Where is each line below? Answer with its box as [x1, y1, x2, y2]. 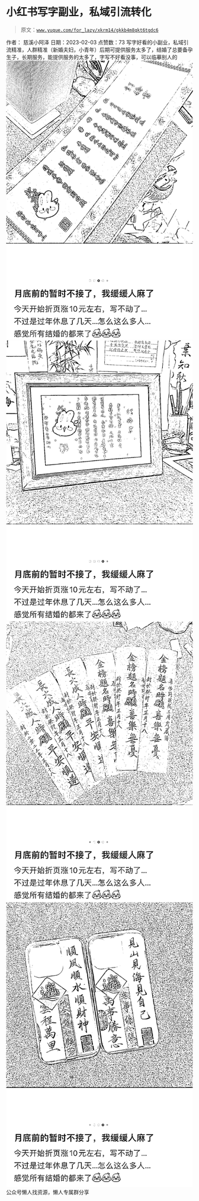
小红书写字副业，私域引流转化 [6, 5, 152, 19]
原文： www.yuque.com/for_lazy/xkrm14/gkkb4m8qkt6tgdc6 [20, 26, 159, 33]
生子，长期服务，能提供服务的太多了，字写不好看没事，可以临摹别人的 [6, 53, 178, 60]
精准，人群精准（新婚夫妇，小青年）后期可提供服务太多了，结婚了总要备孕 [11, 46, 193, 53]
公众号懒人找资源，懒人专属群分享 [6, 1189, 89, 1196]
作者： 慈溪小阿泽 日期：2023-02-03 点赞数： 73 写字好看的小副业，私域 [6, 39, 184, 46]
